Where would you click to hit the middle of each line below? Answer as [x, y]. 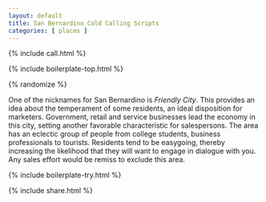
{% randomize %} [38, 84]
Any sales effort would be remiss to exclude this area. [97, 160]
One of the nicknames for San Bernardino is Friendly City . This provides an [131, 100]
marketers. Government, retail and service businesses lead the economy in [132, 117]
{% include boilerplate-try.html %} [65, 175]
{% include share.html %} [51, 191]
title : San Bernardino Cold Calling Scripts [84, 23]
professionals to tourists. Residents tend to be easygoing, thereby [117, 143]
